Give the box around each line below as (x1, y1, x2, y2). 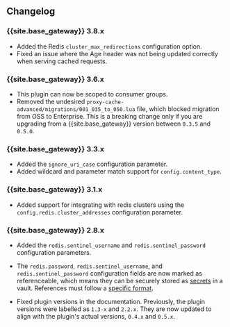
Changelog (6, 6, 56, 17)
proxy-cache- (86, 99, 124, 106)
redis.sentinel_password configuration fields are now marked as (16, 269, 202, 277)
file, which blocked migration (136, 104, 220, 113)
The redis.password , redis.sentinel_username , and (16, 262, 163, 270)
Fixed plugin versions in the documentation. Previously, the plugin (16, 297, 206, 305)
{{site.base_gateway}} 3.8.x (6, 26, 105, 36)
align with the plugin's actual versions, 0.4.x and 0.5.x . (16, 312, 175, 320)
